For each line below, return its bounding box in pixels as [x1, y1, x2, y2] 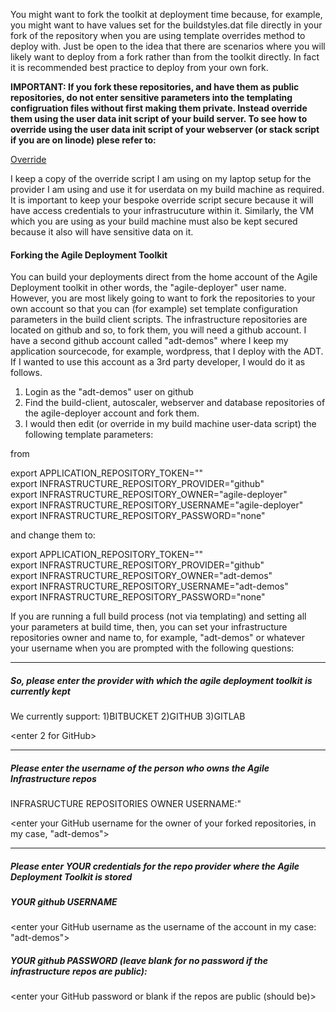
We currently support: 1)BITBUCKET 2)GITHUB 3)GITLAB [10, 710, 246, 723]
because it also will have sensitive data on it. [10, 226, 194, 238]
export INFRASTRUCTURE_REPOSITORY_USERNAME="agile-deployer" [10, 499, 304, 511]
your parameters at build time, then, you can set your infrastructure [10, 621, 288, 633]
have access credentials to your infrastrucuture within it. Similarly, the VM [10, 205, 315, 216]
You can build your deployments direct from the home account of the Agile [10, 271, 318, 283]
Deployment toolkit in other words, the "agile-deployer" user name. [10, 282, 287, 294]
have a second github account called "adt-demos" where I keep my [10, 335, 289, 347]
